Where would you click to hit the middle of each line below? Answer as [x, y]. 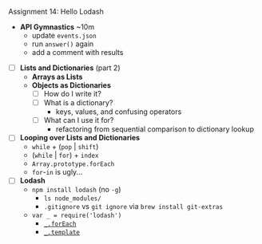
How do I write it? [72, 94]
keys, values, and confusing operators [119, 112]
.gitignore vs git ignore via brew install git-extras [133, 207]
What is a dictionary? [78, 103]
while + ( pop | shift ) [65, 147]
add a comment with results [77, 52]
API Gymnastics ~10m [57, 27]
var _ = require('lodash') [77, 216]
